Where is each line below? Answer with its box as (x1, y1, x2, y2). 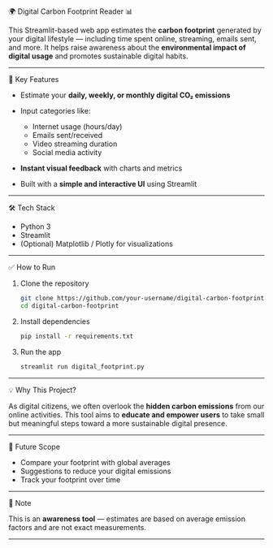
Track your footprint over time (19, 474, 121, 485)
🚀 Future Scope (8, 442, 61, 451)
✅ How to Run (8, 262, 56, 272)
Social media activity (32, 148, 102, 157)
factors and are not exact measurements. (8, 522, 146, 532)
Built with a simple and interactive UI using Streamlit (19, 179, 197, 188)
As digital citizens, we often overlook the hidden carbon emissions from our (8, 401, 265, 411)
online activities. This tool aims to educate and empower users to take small (8, 409, 265, 420)
